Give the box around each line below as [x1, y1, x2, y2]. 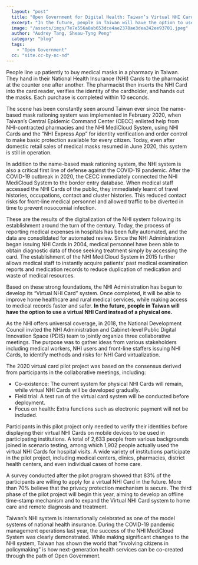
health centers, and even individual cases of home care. [6, 460, 143, 467]
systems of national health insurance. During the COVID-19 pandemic [6, 521, 175, 528]
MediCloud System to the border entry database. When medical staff [6, 179, 174, 186]
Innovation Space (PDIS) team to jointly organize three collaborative [6, 332, 171, 339]
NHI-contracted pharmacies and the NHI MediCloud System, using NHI [6, 124, 179, 131]
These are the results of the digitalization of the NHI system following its [6, 216, 181, 223]
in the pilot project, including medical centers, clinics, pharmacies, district [6, 454, 185, 461]
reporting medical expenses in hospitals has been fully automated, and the [6, 228, 187, 235]
